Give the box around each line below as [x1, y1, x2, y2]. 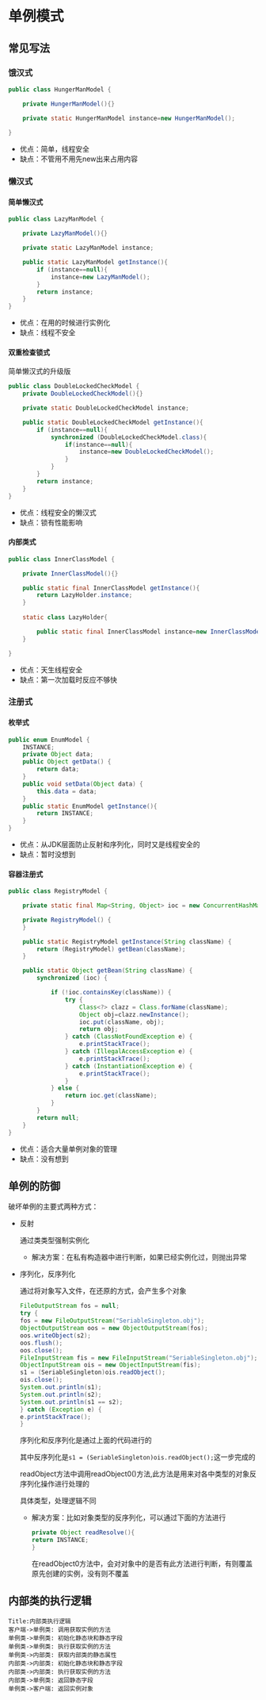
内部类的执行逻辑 [8, 1594, 92, 1608]
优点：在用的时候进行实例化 [19, 318, 111, 328]
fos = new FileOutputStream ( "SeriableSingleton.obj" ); [19, 1317, 205, 1325]
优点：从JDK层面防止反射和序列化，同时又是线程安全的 [19, 840, 200, 849]
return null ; [36, 1113, 80, 1121]
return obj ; [78, 1025, 119, 1033]
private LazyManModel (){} [22, 229, 108, 238]
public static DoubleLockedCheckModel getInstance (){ [22, 418, 203, 426]
